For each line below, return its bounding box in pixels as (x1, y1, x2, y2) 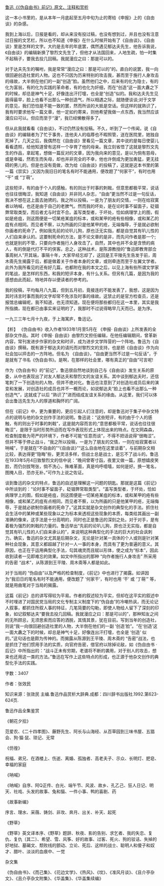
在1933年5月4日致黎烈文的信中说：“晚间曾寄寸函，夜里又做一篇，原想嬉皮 (5, 457, 155, 463)
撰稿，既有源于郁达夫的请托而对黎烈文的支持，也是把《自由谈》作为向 (18, 345, 159, 350)
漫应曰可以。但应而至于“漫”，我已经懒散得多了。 (5, 115, 103, 121)
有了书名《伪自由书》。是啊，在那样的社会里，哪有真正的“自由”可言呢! (13, 357, 154, 362)
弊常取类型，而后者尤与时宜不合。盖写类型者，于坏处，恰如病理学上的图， (5, 210, 155, 215)
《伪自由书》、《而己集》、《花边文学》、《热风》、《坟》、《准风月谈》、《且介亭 (5, 869, 150, 875)
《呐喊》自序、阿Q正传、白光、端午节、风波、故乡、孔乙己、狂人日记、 (5, 783, 150, 788)
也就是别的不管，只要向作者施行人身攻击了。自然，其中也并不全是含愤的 (5, 240, 150, 246)
